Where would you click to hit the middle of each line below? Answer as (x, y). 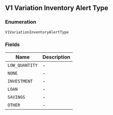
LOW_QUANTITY (23, 65)
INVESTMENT (20, 81)
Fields (12, 45)
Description (56, 57)
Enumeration (21, 22)
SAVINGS (16, 97)
